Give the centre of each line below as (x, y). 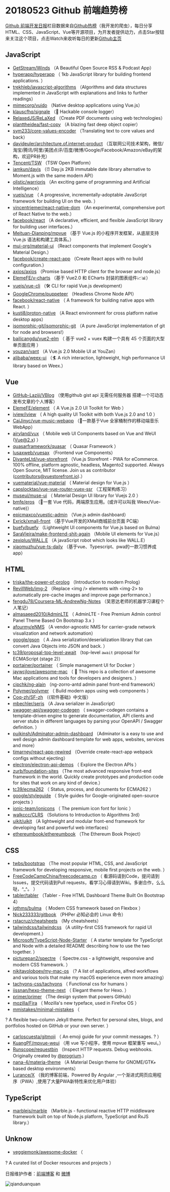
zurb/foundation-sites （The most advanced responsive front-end (82, 771)
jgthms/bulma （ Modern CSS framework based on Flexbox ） (78, 908)
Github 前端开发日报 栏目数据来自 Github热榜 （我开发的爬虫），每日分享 (79, 26)
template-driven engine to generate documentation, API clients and (83, 716)
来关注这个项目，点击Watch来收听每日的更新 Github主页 (64, 38)
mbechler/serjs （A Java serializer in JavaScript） (65, 704)
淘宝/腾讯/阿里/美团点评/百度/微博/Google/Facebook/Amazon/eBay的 (85, 150)
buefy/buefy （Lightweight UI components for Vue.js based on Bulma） (88, 527)
